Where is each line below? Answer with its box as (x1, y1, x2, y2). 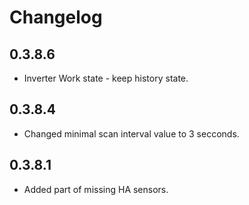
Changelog (9, 6, 103, 29)
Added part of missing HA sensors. (23, 183, 169, 195)
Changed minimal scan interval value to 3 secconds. (23, 127, 240, 140)
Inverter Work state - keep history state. (23, 72, 189, 84)
